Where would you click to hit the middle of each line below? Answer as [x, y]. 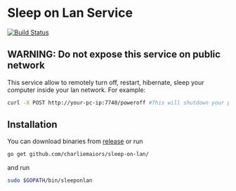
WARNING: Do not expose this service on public [114, 54]
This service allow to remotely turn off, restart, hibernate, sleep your [106, 82]
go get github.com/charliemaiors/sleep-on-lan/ [78, 154]
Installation [32, 125]
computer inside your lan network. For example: [77, 90]
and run [19, 168]
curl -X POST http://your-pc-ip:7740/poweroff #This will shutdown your [116, 103]
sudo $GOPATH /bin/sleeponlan [50, 180]
